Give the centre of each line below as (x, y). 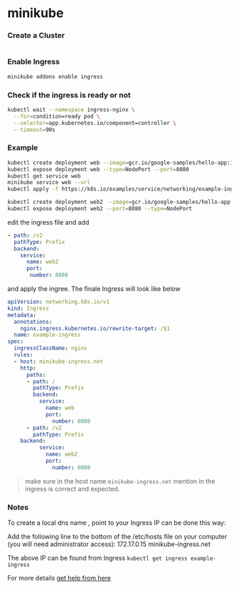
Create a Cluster (36, 36)
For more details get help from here (59, 578)
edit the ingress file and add (48, 222)
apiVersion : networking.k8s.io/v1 (59, 302)
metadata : (22, 315)
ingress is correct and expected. (72, 488)
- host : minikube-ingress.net (58, 362)
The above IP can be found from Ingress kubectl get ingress (97, 558)
